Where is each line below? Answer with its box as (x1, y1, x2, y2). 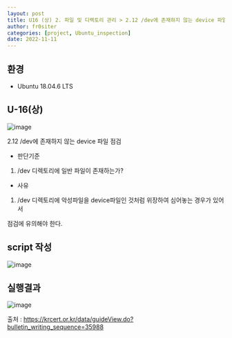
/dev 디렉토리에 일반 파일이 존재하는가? (17, 166, 124, 175)
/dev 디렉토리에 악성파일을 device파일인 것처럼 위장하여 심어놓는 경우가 (17, 195, 212, 204)
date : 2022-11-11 (7, 36, 57, 43)
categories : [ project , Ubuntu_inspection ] (7, 29, 131, 37)
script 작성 (7, 242, 52, 254)
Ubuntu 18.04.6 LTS (17, 82, 74, 90)
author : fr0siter (7, 23, 57, 30)
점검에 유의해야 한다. (7, 219, 63, 227)
